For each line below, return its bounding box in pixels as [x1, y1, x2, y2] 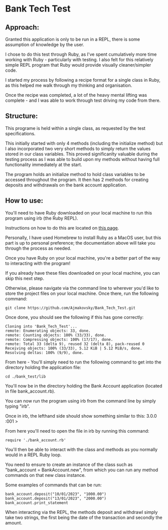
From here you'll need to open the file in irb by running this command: [5, 428, 149, 434]
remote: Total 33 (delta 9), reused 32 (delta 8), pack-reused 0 [5, 341, 144, 346]
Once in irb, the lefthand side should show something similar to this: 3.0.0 [5, 413, 157, 419]
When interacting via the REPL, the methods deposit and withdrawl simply [5, 509, 158, 515]
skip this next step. [5, 275, 44, 281]
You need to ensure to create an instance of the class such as [5, 461, 133, 467]
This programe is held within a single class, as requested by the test [5, 125, 145, 131]
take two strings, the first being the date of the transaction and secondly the [5, 514, 162, 520]
